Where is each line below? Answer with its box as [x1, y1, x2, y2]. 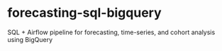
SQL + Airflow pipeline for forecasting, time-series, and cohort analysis [7, 28, 216, 36]
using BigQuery [7, 35, 53, 43]
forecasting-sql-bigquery [7, 5, 162, 21]
